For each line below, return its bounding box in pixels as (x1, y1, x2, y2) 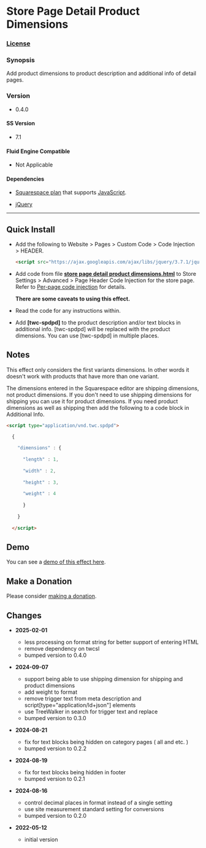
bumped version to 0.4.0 (24, 651, 87, 659)
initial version (24, 836, 58, 843)
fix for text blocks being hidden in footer (24, 769, 126, 775)
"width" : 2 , (22, 468, 56, 474)
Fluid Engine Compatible (6, 147, 71, 155)
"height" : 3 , (22, 479, 59, 485)
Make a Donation (6, 576, 72, 586)
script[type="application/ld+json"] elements (24, 702, 136, 709)
